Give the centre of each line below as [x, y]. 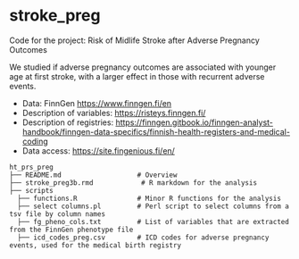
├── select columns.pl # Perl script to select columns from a [154, 206]
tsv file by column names [57, 214]
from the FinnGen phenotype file [71, 230]
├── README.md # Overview [93, 175]
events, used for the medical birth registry [95, 245]
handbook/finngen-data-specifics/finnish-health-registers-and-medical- [156, 131]
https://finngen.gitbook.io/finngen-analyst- [195, 122]
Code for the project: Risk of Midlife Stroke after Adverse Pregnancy [135, 40]
